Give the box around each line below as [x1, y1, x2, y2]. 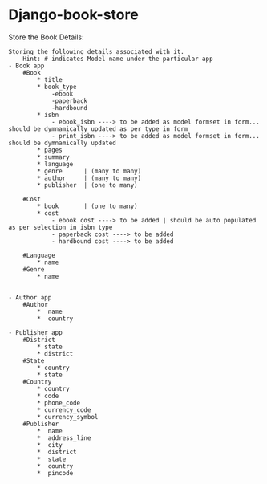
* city [37, 441, 63, 449]
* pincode [37, 469, 74, 477]
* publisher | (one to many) [37, 181, 138, 189]
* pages [37, 146, 63, 154]
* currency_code [37, 405, 91, 414]
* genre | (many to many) [37, 167, 142, 175]
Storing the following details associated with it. [8, 47, 184, 55]
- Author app [8, 293, 52, 302]
